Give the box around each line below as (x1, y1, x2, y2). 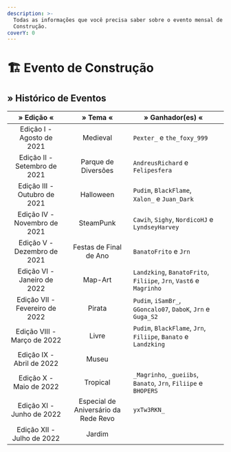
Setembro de (14, 161, 57, 171)
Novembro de (14, 218, 58, 228)
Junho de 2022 (10, 409, 62, 419)
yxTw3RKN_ (133, 406, 165, 414)
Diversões (81, 166, 114, 176)
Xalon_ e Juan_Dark (133, 194, 194, 204)
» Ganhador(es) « (143, 113, 203, 123)
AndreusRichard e (133, 158, 189, 167)
